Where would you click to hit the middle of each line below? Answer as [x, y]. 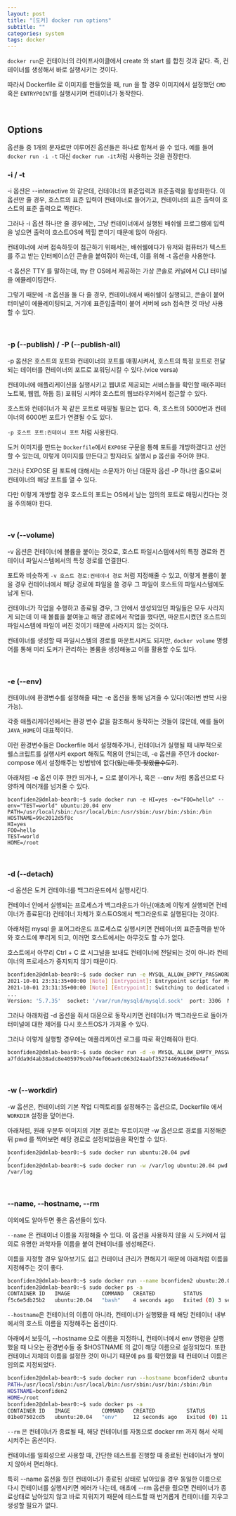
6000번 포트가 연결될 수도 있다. [69, 417]
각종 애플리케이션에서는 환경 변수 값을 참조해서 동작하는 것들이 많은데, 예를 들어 [116, 721]
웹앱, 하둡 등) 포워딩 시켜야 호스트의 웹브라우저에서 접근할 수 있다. [118, 393]
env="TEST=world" [33, 806]
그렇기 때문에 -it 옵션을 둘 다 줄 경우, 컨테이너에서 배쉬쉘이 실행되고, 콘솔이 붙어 [116, 295]
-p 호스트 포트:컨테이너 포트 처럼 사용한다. [63, 432]
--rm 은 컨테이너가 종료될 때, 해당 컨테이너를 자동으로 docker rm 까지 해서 [109, 1432]
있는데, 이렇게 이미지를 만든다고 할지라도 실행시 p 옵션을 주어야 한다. [116, 456]
